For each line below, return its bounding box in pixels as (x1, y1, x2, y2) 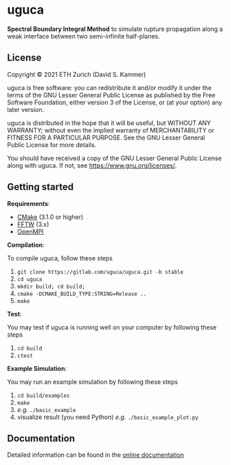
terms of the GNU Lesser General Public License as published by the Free (7, 91, 216, 99)
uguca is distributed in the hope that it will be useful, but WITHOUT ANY (7, 119, 211, 127)
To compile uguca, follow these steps (7, 253, 113, 262)
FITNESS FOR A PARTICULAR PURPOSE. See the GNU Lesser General (7, 133, 205, 141)
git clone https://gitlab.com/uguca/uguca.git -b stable (16, 269, 184, 275)
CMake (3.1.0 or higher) (16, 212, 84, 221)
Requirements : (7, 199, 50, 207)
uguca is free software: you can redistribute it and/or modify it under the (7, 83, 212, 91)
